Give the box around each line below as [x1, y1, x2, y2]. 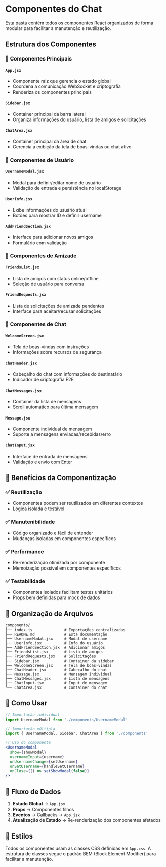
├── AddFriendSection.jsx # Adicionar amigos [5, 645, 105, 650]
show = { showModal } [10, 750, 47, 755]
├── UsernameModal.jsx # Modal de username [5, 636, 108, 641]
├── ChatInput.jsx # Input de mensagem [5, 681, 108, 686]
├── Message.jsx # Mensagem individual [5, 672, 112, 677]
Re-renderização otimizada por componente [12, 559, 105, 565]
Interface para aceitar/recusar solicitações [12, 308, 101, 314]
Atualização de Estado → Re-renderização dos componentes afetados [12, 817, 161, 823]
